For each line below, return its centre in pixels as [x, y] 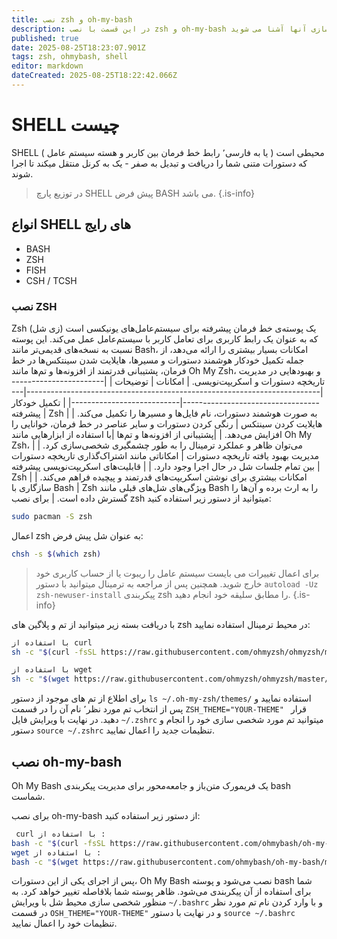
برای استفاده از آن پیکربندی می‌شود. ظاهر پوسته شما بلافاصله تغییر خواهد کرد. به [161, 892]
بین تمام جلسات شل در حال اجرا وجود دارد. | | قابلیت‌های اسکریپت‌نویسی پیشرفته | [166, 466]
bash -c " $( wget [45, 862]
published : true [45, 38]
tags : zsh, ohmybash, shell [70, 57]
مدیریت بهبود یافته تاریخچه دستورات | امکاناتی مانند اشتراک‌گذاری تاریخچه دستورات [165, 455]
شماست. [28, 796]
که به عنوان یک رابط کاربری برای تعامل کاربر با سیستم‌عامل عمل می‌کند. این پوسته [165, 338]
